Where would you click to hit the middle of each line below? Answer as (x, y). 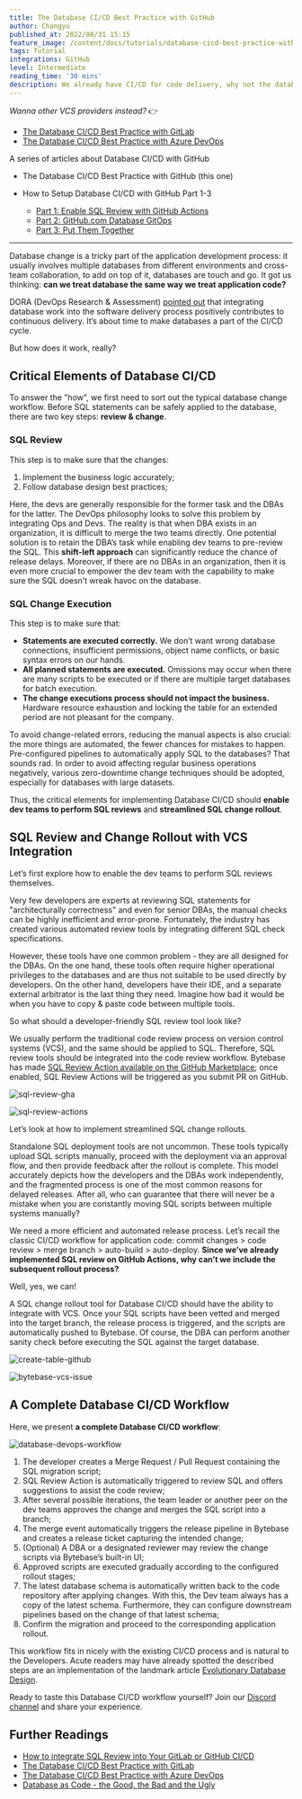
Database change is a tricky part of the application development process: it (149, 255)
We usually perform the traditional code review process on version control (147, 1038)
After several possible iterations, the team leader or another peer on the (155, 1500)
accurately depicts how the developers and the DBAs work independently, (147, 1175)
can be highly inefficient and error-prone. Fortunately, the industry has (140, 919)
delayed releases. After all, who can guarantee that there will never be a (142, 1194)
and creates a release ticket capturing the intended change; (133, 1537)
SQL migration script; (62, 1471)
